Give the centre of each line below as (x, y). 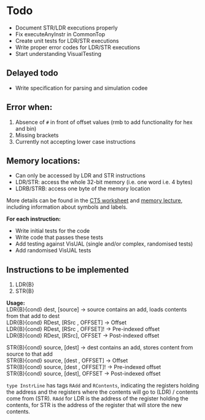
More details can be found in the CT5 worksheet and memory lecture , (95, 201)
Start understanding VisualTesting (58, 53)
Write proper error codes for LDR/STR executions (78, 47)
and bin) (26, 128)
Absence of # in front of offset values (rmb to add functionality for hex (104, 122)
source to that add (30, 354)
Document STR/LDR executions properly (66, 28)
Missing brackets (37, 135)
